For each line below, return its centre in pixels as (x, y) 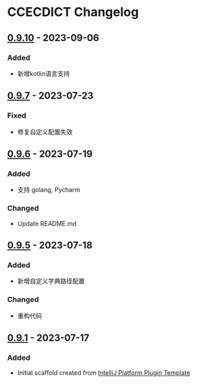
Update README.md (47, 223)
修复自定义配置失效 (45, 131)
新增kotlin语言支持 (44, 73)
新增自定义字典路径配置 (51, 281)
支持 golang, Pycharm (49, 190)
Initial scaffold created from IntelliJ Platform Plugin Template (104, 373)
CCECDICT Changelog (73, 12)
